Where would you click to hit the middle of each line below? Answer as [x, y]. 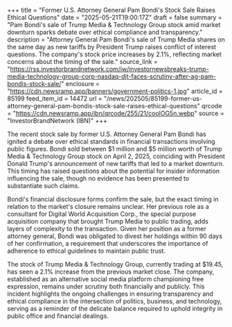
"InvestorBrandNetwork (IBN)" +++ [57, 120]
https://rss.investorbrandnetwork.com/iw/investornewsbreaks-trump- [109, 69]
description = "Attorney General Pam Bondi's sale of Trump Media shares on [116, 40]
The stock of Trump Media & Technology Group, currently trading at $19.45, [115, 264]
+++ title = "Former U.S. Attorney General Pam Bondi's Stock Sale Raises [111, 10]
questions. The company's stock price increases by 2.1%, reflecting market [114, 54]
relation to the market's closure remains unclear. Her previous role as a [108, 207]
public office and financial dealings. [58, 316]
